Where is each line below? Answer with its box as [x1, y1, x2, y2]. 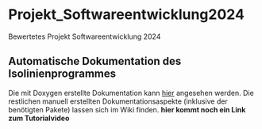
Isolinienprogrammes [8, 67, 117, 81]
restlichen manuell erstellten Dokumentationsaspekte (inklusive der [8, 97, 228, 106]
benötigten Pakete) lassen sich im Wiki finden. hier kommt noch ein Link [8, 104, 246, 114]
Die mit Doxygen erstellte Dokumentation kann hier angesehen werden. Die [8, 88, 254, 97]
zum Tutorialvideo [8, 113, 70, 123]
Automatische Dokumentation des [8, 55, 182, 68]
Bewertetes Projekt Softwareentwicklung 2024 [8, 32, 161, 41]
